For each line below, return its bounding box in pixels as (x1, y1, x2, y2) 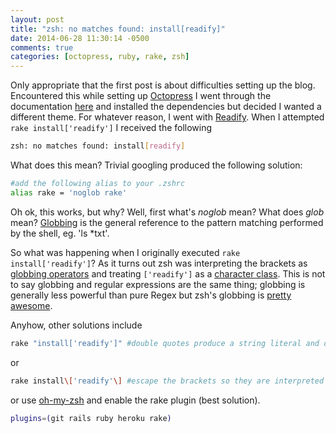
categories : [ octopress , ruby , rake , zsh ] (10, 52, 190, 62)
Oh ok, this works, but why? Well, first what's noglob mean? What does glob (10, 206, 325, 218)
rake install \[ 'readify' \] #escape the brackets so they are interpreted (10, 376, 325, 386)
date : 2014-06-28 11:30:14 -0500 (10, 33, 150, 43)
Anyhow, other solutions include (10, 319, 143, 331)
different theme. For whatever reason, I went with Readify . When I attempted (10, 111, 325, 123)
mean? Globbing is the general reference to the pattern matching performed (10, 216, 324, 228)
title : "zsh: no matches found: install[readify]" (10, 24, 226, 34)
